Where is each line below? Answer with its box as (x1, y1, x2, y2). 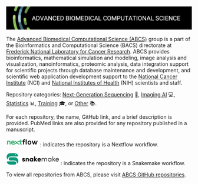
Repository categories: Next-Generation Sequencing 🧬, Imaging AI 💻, (6, 91, 176, 98)
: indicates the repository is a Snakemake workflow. (60, 160, 186, 166)
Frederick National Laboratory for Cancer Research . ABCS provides (6, 48, 170, 55)
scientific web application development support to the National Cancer (6, 73, 178, 80)
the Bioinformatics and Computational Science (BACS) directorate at (6, 42, 172, 49)
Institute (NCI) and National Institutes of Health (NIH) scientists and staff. (6, 79, 183, 86)
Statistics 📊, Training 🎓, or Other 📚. (6, 100, 97, 106)
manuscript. (6, 126, 35, 133)
